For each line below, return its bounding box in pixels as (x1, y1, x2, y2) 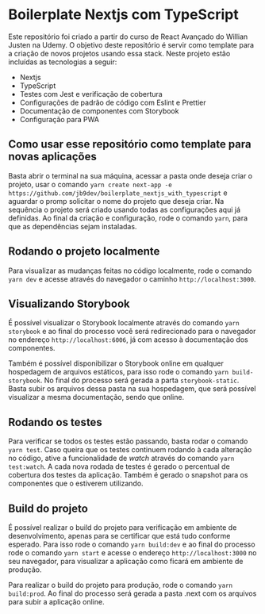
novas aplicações (8, 150, 97, 163)
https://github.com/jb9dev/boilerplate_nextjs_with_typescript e (8, 188, 228, 198)
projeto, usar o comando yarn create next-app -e (8, 179, 172, 189)
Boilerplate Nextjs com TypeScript (8, 6, 240, 24)
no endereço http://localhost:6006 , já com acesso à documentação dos (8, 335, 248, 344)
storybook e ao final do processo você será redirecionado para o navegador (8, 327, 256, 336)
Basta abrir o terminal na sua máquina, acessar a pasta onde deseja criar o (8, 171, 252, 180)
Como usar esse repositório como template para (8, 137, 252, 152)
